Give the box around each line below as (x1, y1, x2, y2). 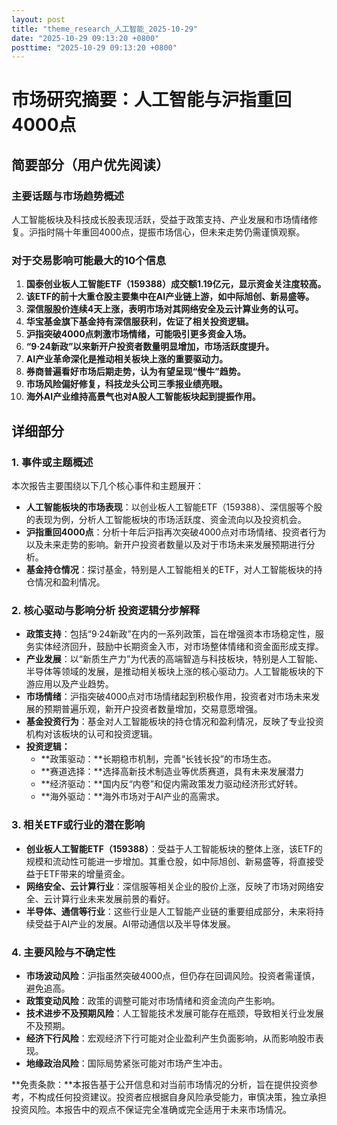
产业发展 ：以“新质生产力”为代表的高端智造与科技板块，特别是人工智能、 (25, 653, 324, 665)
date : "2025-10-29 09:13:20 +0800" (11, 33, 160, 43)
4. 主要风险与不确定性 (11, 945, 116, 959)
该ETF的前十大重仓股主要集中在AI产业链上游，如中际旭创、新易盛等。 (25, 291, 315, 303)
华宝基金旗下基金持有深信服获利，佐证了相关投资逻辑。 (25, 316, 254, 328)
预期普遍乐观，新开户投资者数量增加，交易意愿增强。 (43, 703, 263, 715)
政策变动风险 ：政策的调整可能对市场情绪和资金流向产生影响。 (25, 995, 281, 1006)
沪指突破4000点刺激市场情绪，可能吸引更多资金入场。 (25, 328, 252, 340)
